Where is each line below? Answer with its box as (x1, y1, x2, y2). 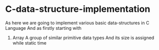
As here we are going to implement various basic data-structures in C (5, 20, 149, 26)
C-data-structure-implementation (5, 3, 150, 15)
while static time (12, 40, 47, 46)
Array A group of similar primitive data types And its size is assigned (12, 35, 154, 41)
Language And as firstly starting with (5, 25, 82, 31)
